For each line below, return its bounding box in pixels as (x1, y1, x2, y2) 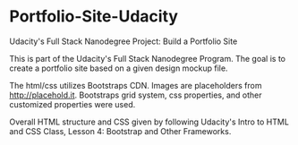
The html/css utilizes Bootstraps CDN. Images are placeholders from (9, 80, 262, 90)
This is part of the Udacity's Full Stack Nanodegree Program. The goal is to (9, 53, 286, 64)
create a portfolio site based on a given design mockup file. (9, 63, 228, 73)
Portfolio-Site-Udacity (9, 6, 179, 27)
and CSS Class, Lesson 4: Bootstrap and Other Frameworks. (9, 125, 232, 136)
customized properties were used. (9, 98, 136, 109)
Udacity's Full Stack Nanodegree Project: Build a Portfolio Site (9, 36, 238, 47)
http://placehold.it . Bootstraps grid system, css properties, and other (9, 90, 262, 100)
